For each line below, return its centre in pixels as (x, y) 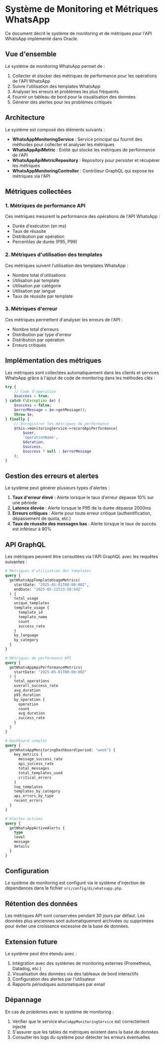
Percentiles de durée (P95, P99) (45, 242)
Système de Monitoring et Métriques (82, 9)
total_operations (32, 681)
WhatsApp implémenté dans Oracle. (42, 39)
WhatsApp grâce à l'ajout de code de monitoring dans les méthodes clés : (80, 378)
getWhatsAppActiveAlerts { (37, 828)
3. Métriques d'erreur (31, 309)
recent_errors (28, 801)
